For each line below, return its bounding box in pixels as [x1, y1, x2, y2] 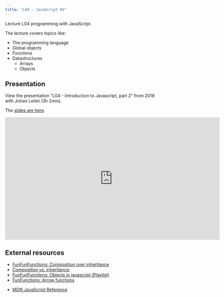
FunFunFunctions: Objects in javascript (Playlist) [12, 272, 109, 278]
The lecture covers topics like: [5, 30, 66, 36]
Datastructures [12, 55, 43, 61]
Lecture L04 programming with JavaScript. [5, 21, 92, 26]
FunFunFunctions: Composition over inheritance [12, 262, 109, 268]
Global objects [12, 45, 42, 50]
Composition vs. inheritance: [12, 267, 71, 272]
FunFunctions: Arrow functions [12, 277, 75, 283]
